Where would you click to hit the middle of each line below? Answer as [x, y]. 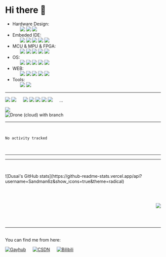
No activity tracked [26, 138]
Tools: [19, 79]
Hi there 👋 [25, 10]
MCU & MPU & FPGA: [34, 46]
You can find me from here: [33, 240]
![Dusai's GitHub [22, 176]
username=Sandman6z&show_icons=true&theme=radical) [65, 181]
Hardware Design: [31, 24]
